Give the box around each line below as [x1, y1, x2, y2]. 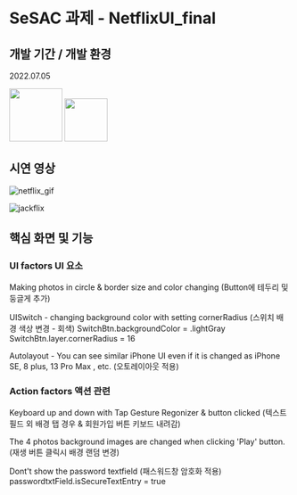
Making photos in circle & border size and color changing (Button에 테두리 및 [9, 282, 289, 293]
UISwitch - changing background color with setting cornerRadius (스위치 [9, 311, 275, 322]
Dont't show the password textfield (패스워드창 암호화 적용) [9, 466, 222, 476]
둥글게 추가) [9, 293, 51, 303]
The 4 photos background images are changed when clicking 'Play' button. [9, 436, 285, 447]
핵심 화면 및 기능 [9, 231, 94, 246]
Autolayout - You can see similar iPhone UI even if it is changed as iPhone [9, 350, 281, 361]
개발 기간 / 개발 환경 [9, 46, 111, 62]
